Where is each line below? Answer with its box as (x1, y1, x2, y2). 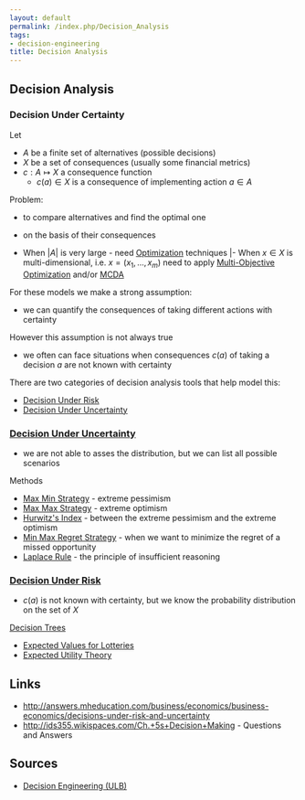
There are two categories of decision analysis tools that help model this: (9, 377, 281, 388)
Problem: (9, 194, 44, 205)
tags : (9, 30, 30, 39)
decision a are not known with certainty (22, 358, 172, 370)
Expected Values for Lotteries (22, 640, 134, 651)
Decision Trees (9, 623, 67, 634)
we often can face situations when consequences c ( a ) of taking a (22, 349, 270, 360)
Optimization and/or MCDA (22, 269, 125, 280)
